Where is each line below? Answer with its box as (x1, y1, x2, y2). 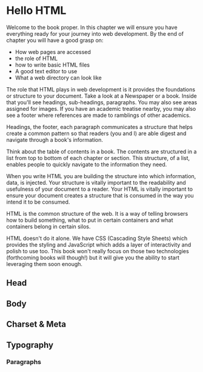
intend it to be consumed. (6, 198, 70, 205)
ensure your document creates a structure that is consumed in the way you (6, 191, 194, 199)
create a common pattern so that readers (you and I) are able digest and (6, 130, 187, 137)
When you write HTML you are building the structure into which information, (6, 172, 196, 179)
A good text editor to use (15, 67, 78, 75)
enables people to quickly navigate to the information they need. (6, 161, 167, 168)
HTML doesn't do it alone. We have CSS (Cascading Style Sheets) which (6, 234, 188, 242)
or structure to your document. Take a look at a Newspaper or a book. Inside (6, 92, 197, 99)
